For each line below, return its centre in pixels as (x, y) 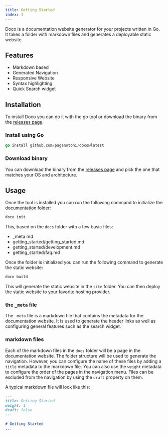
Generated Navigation (35, 73)
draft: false (19, 410)
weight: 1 (16, 405)
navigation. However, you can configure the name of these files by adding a (83, 361)
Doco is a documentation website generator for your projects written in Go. (83, 29)
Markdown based (31, 67)
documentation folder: (28, 208)
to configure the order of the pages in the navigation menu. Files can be (79, 372)
